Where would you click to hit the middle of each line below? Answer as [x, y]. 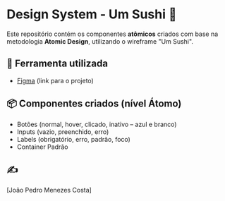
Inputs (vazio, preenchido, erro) [63, 132]
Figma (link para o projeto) [55, 80]
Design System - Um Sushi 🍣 [92, 14]
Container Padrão [42, 147]
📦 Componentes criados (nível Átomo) [94, 104]
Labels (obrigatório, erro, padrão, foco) [74, 139]
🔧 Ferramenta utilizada [57, 64]
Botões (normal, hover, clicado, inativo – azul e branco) [97, 124]
